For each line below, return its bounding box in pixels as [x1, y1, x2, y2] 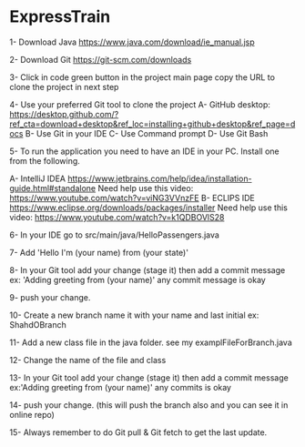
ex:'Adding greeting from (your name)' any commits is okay [9, 381, 232, 392]
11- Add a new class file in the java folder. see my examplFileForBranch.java [9, 337, 293, 348]
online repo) [9, 409, 55, 420]
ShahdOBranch [9, 319, 66, 330]
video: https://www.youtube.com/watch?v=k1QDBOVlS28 [9, 211, 225, 222]
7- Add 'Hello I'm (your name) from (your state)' [9, 247, 189, 258]
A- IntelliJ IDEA [9, 173, 66, 184]
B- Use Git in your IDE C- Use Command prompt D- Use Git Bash [25, 127, 269, 138]
